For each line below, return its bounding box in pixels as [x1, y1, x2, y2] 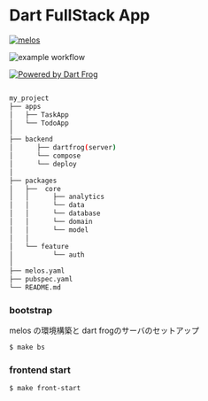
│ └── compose [9, 151, 81, 160]
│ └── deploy [9, 159, 77, 168]
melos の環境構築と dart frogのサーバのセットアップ [9, 325, 199, 336]
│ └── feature [9, 242, 69, 251]
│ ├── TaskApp [9, 110, 69, 120]
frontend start [9, 364, 71, 376]
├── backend [9, 135, 53, 144]
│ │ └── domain [9, 218, 93, 227]
